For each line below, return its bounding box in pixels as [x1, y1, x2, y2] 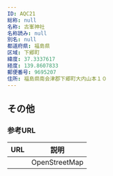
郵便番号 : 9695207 [7, 68, 57, 75]
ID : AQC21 [7, 10, 36, 17]
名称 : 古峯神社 [7, 23, 45, 30]
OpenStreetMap [31, 158, 84, 168]
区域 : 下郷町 [7, 50, 40, 57]
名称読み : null [7, 29, 47, 37]
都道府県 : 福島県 [7, 43, 50, 50]
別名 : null [7, 36, 37, 43]
